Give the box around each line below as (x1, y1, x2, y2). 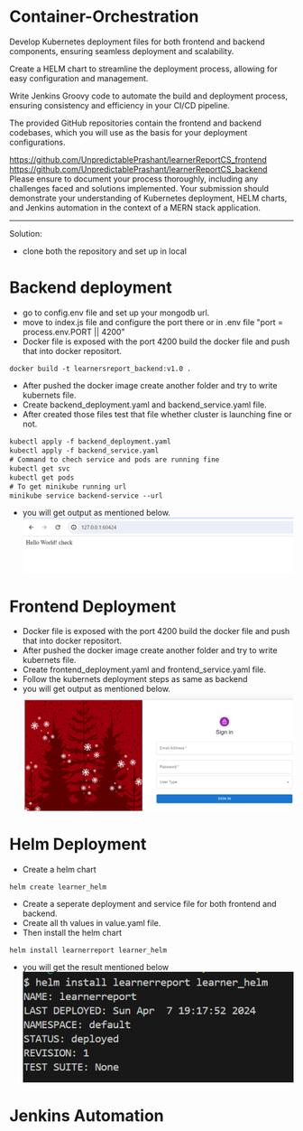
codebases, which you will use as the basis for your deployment (9, 126, 248, 137)
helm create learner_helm (9, 883, 106, 892)
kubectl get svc (9, 463, 70, 473)
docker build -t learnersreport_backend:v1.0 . (9, 364, 192, 373)
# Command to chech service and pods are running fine (9, 454, 220, 464)
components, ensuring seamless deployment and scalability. (9, 45, 234, 56)
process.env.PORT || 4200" (22, 326, 125, 337)
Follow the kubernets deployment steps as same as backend (22, 674, 248, 685)
